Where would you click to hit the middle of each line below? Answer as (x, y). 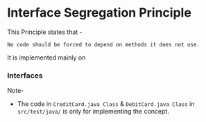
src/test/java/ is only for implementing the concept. (93, 112)
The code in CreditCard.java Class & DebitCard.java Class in (106, 104)
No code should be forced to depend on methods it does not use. (103, 44)
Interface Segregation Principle (100, 13)
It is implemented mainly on (46, 58)
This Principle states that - (45, 32)
